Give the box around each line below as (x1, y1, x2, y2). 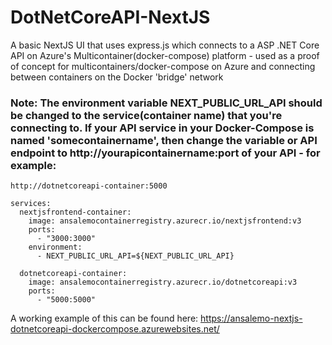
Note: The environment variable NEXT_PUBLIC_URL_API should (10, 96, 323, 110)
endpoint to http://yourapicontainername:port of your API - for (10, 146, 321, 160)
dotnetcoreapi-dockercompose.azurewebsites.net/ (10, 323, 220, 335)
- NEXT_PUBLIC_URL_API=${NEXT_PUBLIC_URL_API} (36, 251, 235, 261)
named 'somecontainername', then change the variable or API (10, 133, 318, 147)
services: (10, 199, 52, 209)
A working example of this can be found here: (10, 312, 199, 325)
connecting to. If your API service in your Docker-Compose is (10, 121, 315, 135)
